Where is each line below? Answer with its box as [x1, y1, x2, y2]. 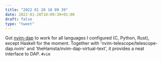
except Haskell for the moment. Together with [5, 40, 99, 46]
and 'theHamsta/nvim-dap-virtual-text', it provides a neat [26, 45, 144, 51]
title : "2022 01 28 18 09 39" [5, 7, 68, 12]
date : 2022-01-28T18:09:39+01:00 [5, 12, 75, 17]
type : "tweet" [5, 21, 35, 26]
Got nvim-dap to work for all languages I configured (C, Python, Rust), [5, 35, 149, 41]
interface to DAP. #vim [5, 51, 50, 57]
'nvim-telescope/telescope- [100, 40, 158, 46]
